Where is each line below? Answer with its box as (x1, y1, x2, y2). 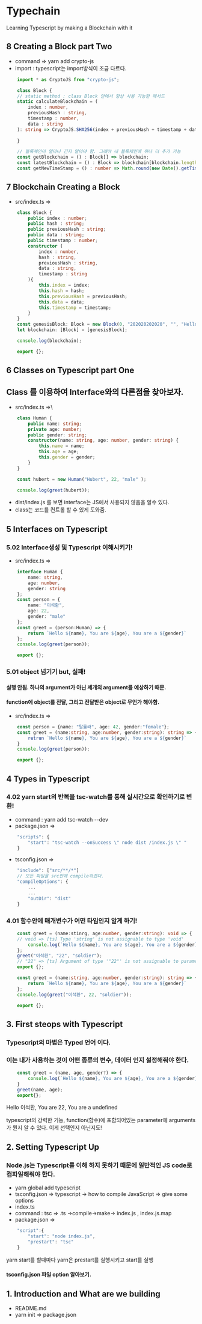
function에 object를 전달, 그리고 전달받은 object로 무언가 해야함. (6, 698, 160, 706)
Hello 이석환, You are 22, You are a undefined (6, 1104, 118, 1111)
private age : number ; (28, 426, 82, 432)
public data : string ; (28, 232, 85, 238)
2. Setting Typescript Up (6, 1142, 100, 1152)
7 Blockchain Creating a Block (6, 182, 120, 192)
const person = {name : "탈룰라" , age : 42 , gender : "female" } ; (17, 724, 170, 730)
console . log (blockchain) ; (17, 338, 82, 344)
